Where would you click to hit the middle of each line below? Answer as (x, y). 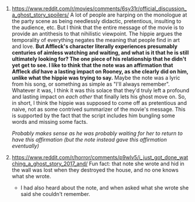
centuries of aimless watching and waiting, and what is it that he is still (100, 52)
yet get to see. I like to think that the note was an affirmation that (92, 65)
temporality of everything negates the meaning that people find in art (96, 40)
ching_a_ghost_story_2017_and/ (50, 163)
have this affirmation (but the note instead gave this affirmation (89, 140)
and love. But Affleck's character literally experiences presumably (95, 46)
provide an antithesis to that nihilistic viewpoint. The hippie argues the (97, 34)
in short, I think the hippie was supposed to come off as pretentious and (99, 103)
